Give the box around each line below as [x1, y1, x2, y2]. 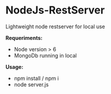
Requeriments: [5, 34, 43, 41]
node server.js [14, 80, 49, 88]
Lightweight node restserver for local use [5, 23, 105, 30]
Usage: [5, 63, 24, 70]
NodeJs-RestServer [5, 4, 105, 17]
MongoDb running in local [14, 52, 77, 59]
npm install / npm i [14, 75, 59, 82]
